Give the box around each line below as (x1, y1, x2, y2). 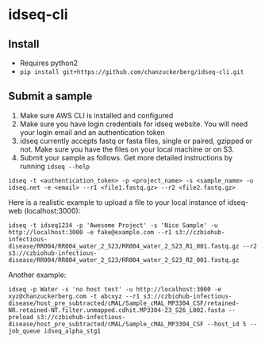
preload (8, 313, 34, 321)
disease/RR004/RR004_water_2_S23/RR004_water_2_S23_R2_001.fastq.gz (8, 256, 240, 264)
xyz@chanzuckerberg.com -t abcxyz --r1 (8, 292, 140, 300)
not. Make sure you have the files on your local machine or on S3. (19, 145, 234, 154)
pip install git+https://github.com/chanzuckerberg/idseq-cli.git (19, 68, 244, 76)
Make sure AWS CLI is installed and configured (19, 110, 174, 120)
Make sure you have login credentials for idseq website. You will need (19, 119, 248, 129)
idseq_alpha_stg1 (43, 327, 102, 335)
